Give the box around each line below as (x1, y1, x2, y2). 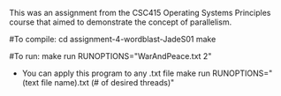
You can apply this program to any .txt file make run (21, 68, 210, 78)
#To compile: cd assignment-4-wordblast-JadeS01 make (9, 34, 216, 44)
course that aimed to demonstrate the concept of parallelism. (9, 17, 232, 27)
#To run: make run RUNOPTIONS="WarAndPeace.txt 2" (9, 51, 212, 61)
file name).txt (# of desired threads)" (41, 78, 175, 87)
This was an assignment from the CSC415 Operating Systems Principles (9, 8, 271, 18)
